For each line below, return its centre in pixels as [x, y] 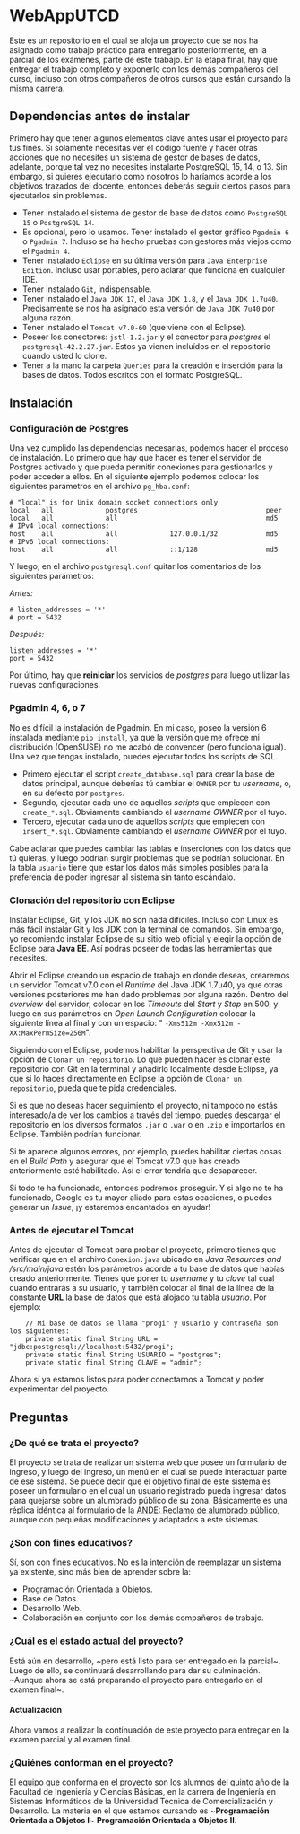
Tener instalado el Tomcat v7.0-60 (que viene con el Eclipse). [134, 327]
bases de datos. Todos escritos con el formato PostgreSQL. [132, 374]
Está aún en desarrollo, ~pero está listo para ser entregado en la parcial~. [145, 1661]
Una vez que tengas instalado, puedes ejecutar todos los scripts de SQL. [143, 756]
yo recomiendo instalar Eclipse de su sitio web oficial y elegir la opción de [146, 939]
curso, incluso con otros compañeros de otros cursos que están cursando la [150, 78]
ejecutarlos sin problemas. [58, 195]
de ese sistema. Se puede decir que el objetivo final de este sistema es [140, 1481]
